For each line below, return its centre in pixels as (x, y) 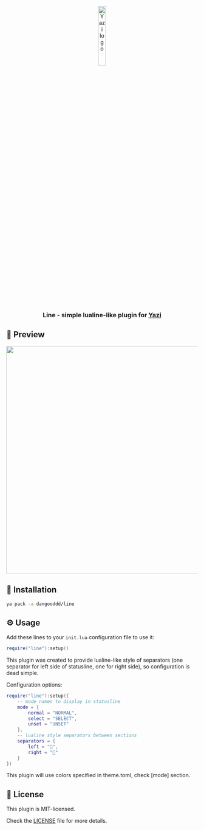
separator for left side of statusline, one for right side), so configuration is (98, 667)
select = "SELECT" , (53, 719)
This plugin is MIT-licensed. (41, 809)
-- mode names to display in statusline (69, 701)
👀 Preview (25, 334)
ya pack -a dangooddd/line (40, 604)
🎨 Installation (32, 590)
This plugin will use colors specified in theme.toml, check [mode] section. (98, 775)
